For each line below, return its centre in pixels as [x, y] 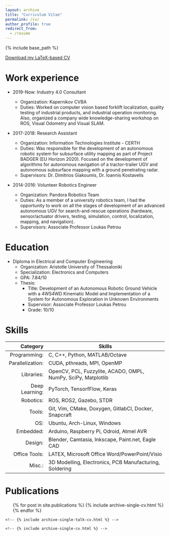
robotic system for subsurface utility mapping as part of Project [86, 153]
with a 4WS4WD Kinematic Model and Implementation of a [89, 293]
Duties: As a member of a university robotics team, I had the [83, 200]
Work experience [42, 78]
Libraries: [32, 374]
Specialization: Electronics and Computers [64, 272]
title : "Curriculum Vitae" [34, 15]
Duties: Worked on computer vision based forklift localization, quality [92, 107]
